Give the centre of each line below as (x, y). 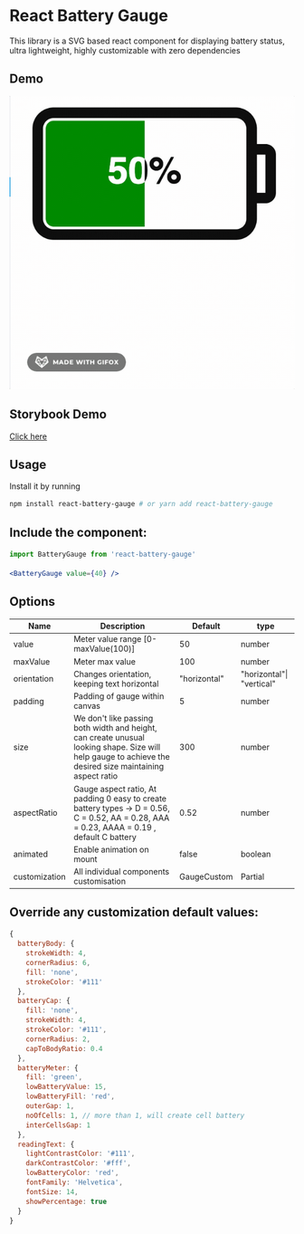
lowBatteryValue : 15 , (66, 1087)
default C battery (105, 837)
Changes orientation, (113, 674)
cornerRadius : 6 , (58, 962)
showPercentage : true (66, 1201)
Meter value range (108, 639)
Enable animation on (111, 849)
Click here (28, 436)
